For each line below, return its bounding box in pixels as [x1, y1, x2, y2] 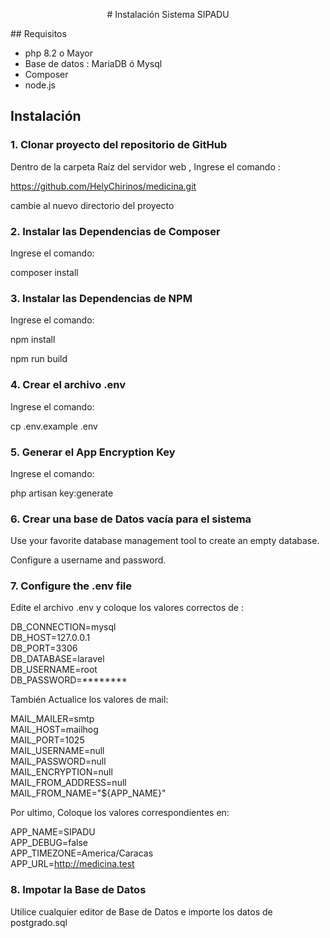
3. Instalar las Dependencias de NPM [10, 291, 193, 305]
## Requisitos [10, 28, 67, 39]
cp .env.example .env [10, 420, 98, 432]
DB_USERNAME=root [10, 664, 98, 676]
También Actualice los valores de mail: [10, 694, 169, 706]
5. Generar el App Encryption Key [10, 445, 176, 459]
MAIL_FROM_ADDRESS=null [10, 777, 127, 789]
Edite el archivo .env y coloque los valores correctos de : [10, 602, 244, 614]
